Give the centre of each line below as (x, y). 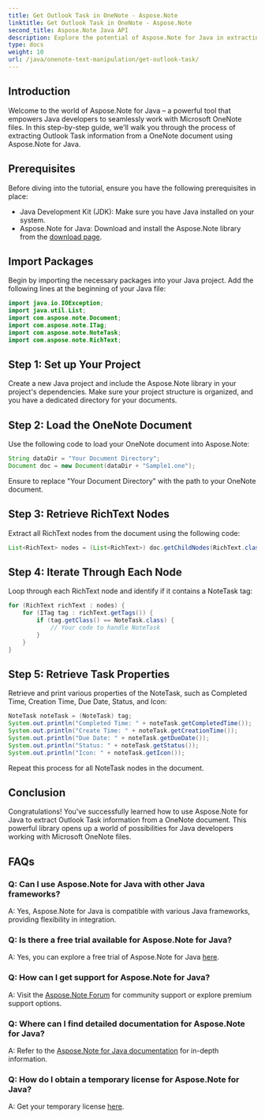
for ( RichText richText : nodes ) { (67, 606)
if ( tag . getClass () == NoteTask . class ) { (106, 620)
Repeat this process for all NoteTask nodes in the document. (106, 768)
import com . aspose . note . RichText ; (65, 340)
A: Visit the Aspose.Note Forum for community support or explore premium (130, 994)
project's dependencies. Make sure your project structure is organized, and (131, 392)
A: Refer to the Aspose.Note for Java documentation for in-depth (114, 1051)
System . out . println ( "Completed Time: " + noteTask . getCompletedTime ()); (130, 724)
